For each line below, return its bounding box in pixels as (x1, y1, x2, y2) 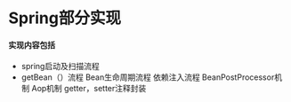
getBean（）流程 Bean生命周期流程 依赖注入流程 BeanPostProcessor (20, 72, 275, 82)
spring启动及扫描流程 (20, 61, 100, 72)
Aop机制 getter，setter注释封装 (31, 83, 147, 94)
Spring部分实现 (8, 8, 122, 28)
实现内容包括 (8, 39, 55, 50)
